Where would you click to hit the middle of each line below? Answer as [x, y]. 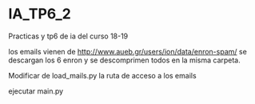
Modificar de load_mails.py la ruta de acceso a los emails [103, 75]
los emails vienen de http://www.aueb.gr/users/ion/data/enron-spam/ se [128, 51]
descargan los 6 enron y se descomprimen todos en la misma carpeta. [125, 60]
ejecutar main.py [36, 91]
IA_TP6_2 [40, 14]
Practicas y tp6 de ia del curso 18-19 [68, 36]
